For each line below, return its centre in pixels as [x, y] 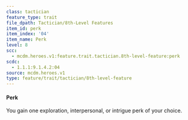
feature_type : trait [32, 17]
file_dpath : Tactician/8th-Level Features [60, 23]
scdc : [13, 61]
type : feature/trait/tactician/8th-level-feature [69, 78]
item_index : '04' [28, 34]
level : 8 [17, 45]
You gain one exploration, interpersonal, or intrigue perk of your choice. [94, 110]
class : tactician [28, 12]
